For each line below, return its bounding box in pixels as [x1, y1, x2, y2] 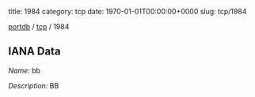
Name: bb [8, 65, 41, 75]
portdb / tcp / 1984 [8, 22, 70, 31]
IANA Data [8, 45, 61, 58]
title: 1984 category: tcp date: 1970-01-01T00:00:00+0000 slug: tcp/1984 [8, 7, 247, 16]
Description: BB [8, 80, 59, 90]
